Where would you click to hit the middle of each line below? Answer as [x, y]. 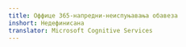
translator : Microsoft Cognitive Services [81, 30]
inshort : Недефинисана [46, 23]
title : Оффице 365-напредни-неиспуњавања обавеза [93, 16]
